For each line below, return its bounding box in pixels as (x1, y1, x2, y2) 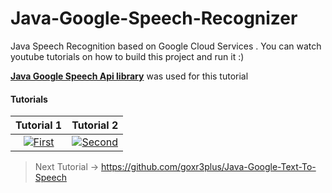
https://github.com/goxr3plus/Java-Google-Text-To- (101, 161, 317, 173)
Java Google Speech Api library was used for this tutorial (10, 70, 249, 82)
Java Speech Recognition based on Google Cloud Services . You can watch (10, 40, 322, 52)
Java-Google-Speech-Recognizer (10, 7, 298, 30)
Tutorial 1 (15, 118, 63, 132)
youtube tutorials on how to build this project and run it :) (10, 50, 245, 62)
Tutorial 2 (71, 118, 119, 132)
